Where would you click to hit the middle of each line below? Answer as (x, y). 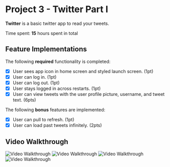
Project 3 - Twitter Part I (57, 9)
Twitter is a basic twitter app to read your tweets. (57, 23)
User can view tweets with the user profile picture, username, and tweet (89, 94)
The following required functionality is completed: (58, 61)
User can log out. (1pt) (36, 83)
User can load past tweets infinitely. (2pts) (57, 125)
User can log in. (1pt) (35, 77)
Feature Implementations (46, 49)
